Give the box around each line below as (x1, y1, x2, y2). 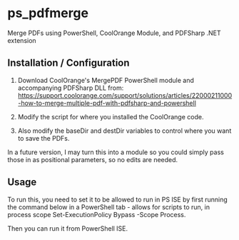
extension (7, 36, 37, 44)
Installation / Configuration (7, 57, 130, 69)
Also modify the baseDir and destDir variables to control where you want (17, 126, 232, 135)
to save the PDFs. (17, 134, 70, 142)
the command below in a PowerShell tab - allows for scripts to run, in (7, 202, 210, 211)
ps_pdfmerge (7, 5, 89, 21)
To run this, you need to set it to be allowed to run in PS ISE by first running (7, 195, 228, 204)
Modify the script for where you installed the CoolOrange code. (17, 112, 204, 121)
